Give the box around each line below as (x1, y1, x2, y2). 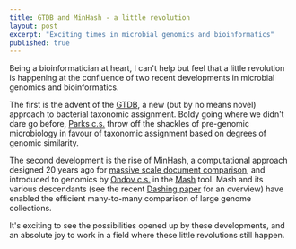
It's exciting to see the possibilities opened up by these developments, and (9, 220, 285, 231)
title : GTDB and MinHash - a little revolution (9, 13, 191, 22)
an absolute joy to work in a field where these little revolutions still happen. (9, 230, 285, 241)
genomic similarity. (9, 138, 79, 148)
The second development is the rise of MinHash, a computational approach (9, 155, 288, 166)
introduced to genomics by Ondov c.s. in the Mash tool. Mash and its (9, 174, 264, 185)
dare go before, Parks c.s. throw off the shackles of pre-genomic (9, 119, 249, 129)
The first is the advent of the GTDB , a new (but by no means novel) (9, 100, 257, 111)
